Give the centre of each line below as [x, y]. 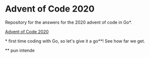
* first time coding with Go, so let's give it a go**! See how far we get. [75, 41]
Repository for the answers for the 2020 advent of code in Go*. [68, 22]
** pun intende [20, 50]
